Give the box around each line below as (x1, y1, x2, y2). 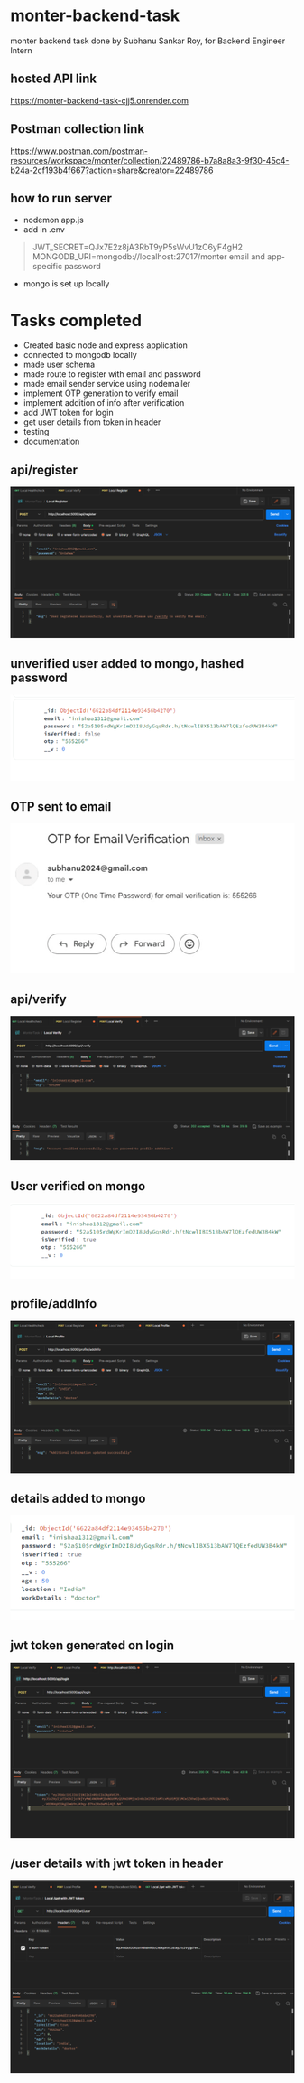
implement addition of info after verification (23, 398, 185, 408)
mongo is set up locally (23, 278, 110, 289)
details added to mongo (10, 1491, 146, 1506)
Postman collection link (10, 121, 145, 136)
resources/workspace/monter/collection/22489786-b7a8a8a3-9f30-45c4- (10, 155, 290, 165)
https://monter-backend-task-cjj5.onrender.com (10, 95, 189, 106)
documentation (23, 436, 80, 447)
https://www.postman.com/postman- (10, 145, 148, 156)
